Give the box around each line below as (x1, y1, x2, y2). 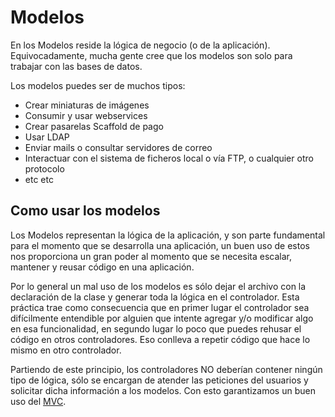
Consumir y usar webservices (24, 109, 148, 121)
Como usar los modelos (10, 202, 161, 220)
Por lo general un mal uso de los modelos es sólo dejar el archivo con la (10, 280, 307, 292)
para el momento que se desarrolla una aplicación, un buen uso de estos (10, 239, 310, 251)
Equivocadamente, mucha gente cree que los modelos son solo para (10, 49, 293, 61)
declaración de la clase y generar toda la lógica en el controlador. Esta (10, 291, 300, 303)
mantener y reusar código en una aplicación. (10, 261, 195, 273)
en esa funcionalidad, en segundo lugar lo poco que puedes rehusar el (10, 322, 302, 335)
